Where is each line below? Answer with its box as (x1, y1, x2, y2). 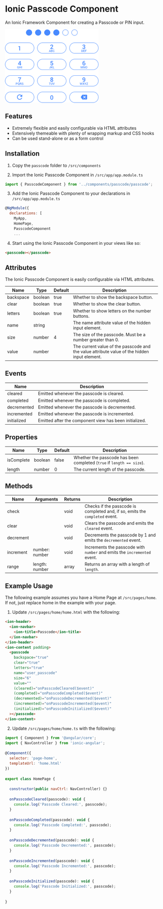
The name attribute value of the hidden (73, 320, 151, 326)
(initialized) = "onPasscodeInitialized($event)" (14, 706, 112, 711)
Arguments (34, 496, 58, 502)
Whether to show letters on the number (73, 308, 151, 314)
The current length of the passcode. (73, 466, 146, 472)
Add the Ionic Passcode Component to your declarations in (12, 190, 130, 196)
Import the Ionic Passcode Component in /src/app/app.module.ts (12, 172, 143, 178)
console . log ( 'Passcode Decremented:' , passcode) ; (14, 843, 116, 848)
